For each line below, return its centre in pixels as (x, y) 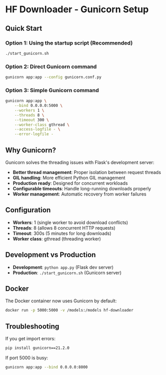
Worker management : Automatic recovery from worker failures (79, 194)
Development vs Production (51, 255)
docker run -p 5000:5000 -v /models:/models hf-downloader (69, 311)
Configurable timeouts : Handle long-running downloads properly (82, 189)
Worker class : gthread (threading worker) (57, 238)
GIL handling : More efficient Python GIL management (69, 178)
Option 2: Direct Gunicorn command (51, 67)
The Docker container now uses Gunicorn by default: (61, 301)
